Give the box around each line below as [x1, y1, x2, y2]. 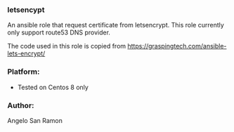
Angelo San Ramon [7, 116, 63, 124]
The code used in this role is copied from [7, 42, 126, 51]
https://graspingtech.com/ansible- [127, 42, 227, 51]
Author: [7, 100, 34, 110]
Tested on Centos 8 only [17, 83, 89, 91]
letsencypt [7, 5, 45, 15]
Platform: [7, 67, 40, 77]
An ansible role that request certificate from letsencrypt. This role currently [7, 21, 225, 29]
